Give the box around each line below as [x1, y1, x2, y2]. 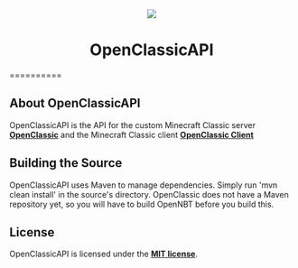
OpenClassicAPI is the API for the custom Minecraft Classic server [9, 119, 256, 130]
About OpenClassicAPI [9, 96, 141, 111]
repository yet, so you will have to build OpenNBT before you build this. [9, 199, 275, 209]
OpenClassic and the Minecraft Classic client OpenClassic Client [9, 129, 255, 140]
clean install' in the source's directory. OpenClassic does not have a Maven [9, 189, 289, 199]
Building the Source [9, 155, 123, 171]
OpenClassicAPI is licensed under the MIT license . [9, 248, 199, 260]
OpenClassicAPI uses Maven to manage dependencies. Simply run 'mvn [9, 180, 278, 190]
